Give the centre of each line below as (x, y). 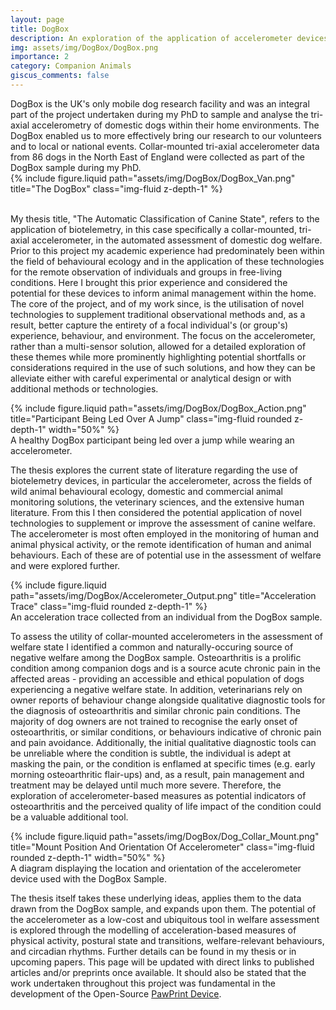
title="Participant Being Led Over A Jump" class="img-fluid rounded (151, 418)
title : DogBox (40, 29)
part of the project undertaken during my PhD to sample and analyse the (159, 114)
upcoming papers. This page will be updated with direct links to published (162, 962)
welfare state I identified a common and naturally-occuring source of (152, 647)
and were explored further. (65, 565)
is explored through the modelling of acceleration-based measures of (153, 930)
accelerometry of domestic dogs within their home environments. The (175, 125)
